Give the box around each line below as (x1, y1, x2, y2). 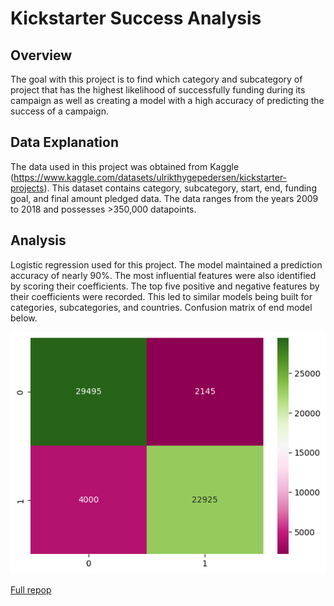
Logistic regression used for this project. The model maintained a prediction (10, 258, 323, 271)
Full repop (10, 584, 52, 596)
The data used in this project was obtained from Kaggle (10, 160, 240, 172)
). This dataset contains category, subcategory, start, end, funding (43, 182, 317, 194)
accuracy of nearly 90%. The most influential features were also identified (10, 269, 317, 281)
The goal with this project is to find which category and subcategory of (10, 73, 303, 85)
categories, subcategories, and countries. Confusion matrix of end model (10, 301, 313, 313)
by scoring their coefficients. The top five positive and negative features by (10, 280, 320, 292)
